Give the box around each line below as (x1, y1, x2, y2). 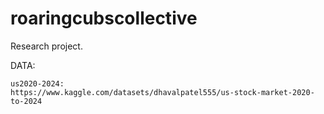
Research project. (10, 40, 83, 52)
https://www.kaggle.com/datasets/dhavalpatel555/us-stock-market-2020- (10, 87, 315, 97)
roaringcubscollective (10, 7, 198, 30)
